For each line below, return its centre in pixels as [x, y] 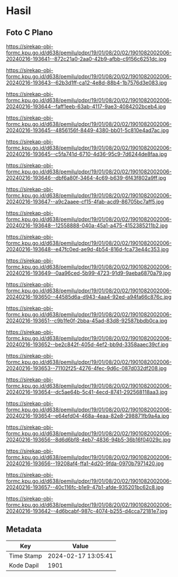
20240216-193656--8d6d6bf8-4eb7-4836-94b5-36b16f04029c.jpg [88, 440]
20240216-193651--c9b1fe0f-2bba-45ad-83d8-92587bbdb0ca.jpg [87, 321]
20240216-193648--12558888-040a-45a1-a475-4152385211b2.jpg [87, 226]
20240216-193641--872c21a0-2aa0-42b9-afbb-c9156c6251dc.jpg [86, 59]
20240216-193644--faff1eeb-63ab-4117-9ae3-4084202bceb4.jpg [86, 106]
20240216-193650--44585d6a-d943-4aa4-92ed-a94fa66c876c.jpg [89, 297]
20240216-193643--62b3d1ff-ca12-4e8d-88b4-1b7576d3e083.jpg [87, 83]
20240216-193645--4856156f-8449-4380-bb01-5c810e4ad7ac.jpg [88, 130]
